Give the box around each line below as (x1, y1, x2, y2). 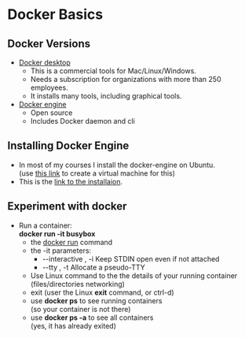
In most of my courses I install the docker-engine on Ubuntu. (18, 160, 215, 169)
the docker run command (30, 237, 113, 247)
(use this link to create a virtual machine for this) (18, 168, 176, 178)
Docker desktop (18, 58, 71, 67)
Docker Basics (7, 6, 104, 24)
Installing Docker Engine (7, 139, 130, 153)
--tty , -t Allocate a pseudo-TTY (42, 262, 146, 272)
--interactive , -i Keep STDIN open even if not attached (42, 254, 220, 263)
